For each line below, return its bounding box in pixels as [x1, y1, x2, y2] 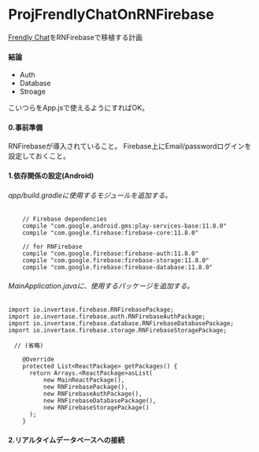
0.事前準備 [8, 122, 43, 132]
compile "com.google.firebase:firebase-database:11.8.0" [22, 264, 213, 272]
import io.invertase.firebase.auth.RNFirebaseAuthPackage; [8, 313, 206, 320]
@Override [22, 356, 55, 364]
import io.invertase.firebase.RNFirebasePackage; [8, 306, 175, 314]
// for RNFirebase [22, 243, 83, 251]
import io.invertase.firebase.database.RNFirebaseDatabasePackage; [8, 320, 235, 328]
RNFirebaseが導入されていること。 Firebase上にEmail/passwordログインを [8, 142, 252, 151]
